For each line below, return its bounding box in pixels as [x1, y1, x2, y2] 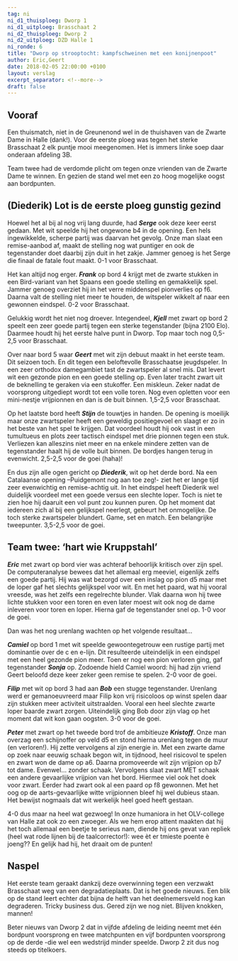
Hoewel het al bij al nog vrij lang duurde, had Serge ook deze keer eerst [7, 218, 217, 227]
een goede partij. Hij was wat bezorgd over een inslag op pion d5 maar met [7, 575, 227, 583]
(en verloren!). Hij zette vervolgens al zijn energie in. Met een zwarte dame [7, 743, 225, 751]
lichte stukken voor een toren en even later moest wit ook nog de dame [7, 597, 215, 606]
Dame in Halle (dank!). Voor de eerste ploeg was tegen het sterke [7, 135, 198, 144]
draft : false [7, 83, 46, 90]
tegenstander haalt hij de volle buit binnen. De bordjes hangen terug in [7, 446, 213, 455]
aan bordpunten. [7, 179, 56, 188]
